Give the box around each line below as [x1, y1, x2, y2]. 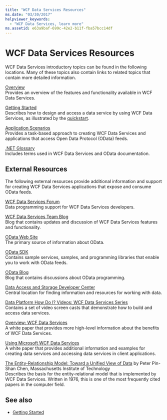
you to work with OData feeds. [5, 259, 68, 265]
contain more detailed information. [5, 74, 76, 80]
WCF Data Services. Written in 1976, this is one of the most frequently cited [5, 376, 160, 382]
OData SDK [5, 248, 28, 255]
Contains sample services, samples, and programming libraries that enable [5, 254, 159, 260]
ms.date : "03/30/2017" [5, 12, 52, 17]
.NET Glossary [5, 145, 35, 151]
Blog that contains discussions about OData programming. [5, 274, 125, 280]
